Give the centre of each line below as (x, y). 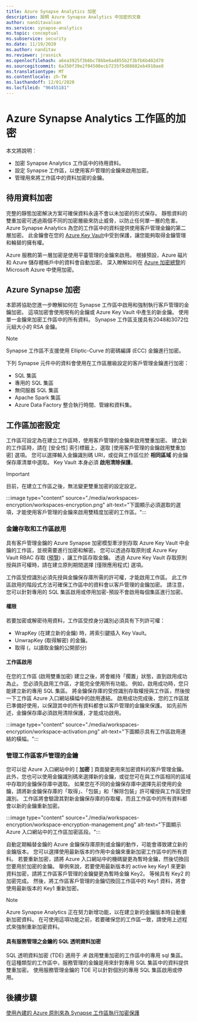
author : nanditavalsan (34, 22)
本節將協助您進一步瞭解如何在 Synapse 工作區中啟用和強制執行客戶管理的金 (98, 305)
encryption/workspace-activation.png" (53, 731)
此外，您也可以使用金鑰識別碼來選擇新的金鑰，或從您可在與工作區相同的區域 (98, 776)
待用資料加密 (29, 198)
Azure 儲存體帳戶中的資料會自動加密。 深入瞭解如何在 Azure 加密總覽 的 (99, 262)
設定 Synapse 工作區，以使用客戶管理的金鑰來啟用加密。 (83, 170)
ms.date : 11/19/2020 (31, 45)
